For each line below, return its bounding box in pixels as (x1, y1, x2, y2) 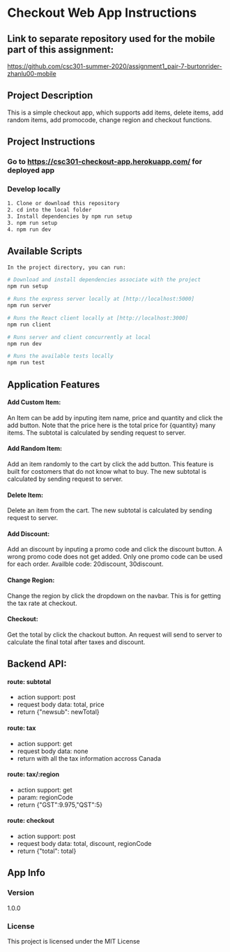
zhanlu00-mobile (7, 70, 57, 77)
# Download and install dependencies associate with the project (7, 276, 201, 283)
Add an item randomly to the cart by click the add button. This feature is (7, 460, 214, 468)
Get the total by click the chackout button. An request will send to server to (7, 630, 222, 639)
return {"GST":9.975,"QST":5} (17, 801, 103, 809)
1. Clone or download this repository (7, 200, 120, 207)
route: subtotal (7, 677, 52, 685)
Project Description (7, 89, 93, 102)
